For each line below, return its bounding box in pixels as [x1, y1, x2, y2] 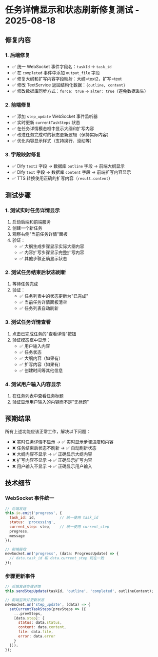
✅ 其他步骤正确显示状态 [19, 256, 67, 262]
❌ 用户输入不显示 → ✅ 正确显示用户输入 [12, 463, 93, 469]
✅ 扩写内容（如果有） [19, 361, 63, 367]
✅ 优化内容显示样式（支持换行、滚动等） [12, 138, 94, 144]
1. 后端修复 [5, 52, 30, 59]
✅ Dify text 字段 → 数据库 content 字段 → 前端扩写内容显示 [12, 169, 132, 175]
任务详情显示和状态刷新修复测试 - [5, 4, 139, 16]
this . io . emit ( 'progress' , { [5, 511, 62, 515]
